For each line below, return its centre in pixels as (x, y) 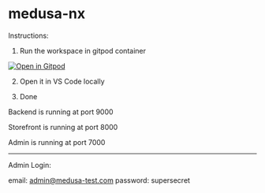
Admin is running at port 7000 (57, 142)
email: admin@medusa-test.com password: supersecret (99, 180)
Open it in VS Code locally (62, 81)
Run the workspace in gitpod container (82, 50)
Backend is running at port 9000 (61, 112)
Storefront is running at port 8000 (63, 127)
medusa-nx (47, 14)
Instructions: (28, 35)
